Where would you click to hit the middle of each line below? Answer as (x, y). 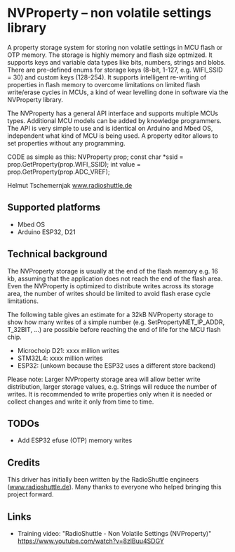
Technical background (57, 254)
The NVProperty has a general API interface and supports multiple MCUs (113, 113)
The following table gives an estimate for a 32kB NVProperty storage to (110, 314)
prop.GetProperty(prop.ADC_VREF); (59, 172)
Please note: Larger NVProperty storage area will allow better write (104, 379)
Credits (24, 462)
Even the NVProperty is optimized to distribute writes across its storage (110, 285)
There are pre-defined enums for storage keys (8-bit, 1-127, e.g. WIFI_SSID (115, 70)
